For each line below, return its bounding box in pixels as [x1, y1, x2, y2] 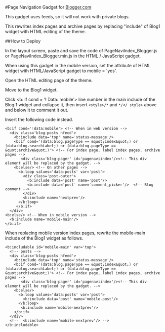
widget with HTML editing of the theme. [5, 29, 86, 34]
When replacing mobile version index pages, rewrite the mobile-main [5, 230, 146, 236]
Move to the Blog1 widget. [5, 87, 58, 93]
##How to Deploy [5, 38, 41, 44]
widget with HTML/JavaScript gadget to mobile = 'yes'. [5, 68, 117, 74]
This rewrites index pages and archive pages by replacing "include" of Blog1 [5, 23, 161, 29]
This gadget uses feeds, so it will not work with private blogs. [5, 14, 130, 19]
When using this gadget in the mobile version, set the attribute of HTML [5, 63, 151, 68]
